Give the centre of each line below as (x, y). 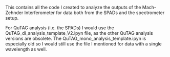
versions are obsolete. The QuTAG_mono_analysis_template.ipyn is (76, 38)
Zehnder (14, 13)
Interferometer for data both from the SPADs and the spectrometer (94, 13)
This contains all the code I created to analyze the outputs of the (73, 7)
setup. (12, 18)
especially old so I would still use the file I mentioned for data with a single (84, 44)
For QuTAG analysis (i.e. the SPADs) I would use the (60, 28)
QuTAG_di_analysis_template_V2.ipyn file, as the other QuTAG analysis (79, 33)
